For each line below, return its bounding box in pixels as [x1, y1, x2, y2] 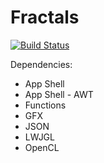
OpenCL [24, 141, 60, 153]
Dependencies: [10, 58, 73, 70]
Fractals [10, 6, 80, 29]
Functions [24, 99, 67, 111]
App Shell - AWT [24, 88, 94, 100]
